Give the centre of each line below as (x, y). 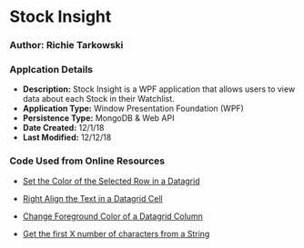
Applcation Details (51, 70)
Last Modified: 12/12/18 (67, 137)
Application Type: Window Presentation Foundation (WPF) (133, 109)
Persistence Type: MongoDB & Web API (98, 118)
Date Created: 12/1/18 (63, 128)
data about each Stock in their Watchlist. (98, 99)
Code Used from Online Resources (87, 161)
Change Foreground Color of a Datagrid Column (112, 216)
